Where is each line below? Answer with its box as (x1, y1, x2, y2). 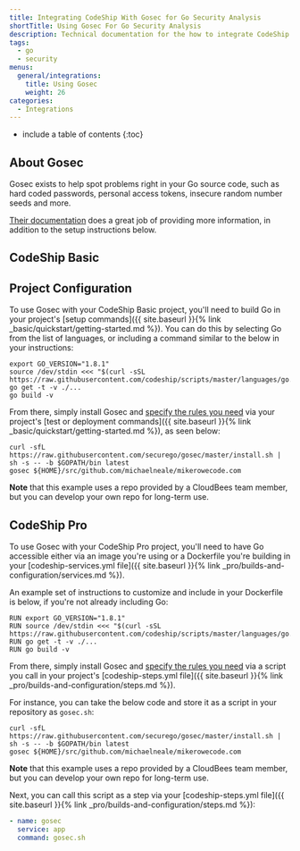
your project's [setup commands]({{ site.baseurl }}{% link (9, 314, 221, 324)
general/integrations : (17, 72, 102, 80)
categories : (9, 96, 54, 105)
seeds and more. (9, 198, 71, 208)
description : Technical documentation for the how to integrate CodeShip (9, 29, 290, 38)
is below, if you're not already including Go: (9, 596, 169, 608)
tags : (9, 38, 29, 47)
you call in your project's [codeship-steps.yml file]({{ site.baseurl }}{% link (9, 670, 284, 681)
